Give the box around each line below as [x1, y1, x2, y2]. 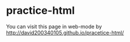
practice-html [6, 4, 75, 17]
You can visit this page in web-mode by [6, 23, 102, 30]
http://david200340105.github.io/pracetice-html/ [6, 29, 124, 36]
